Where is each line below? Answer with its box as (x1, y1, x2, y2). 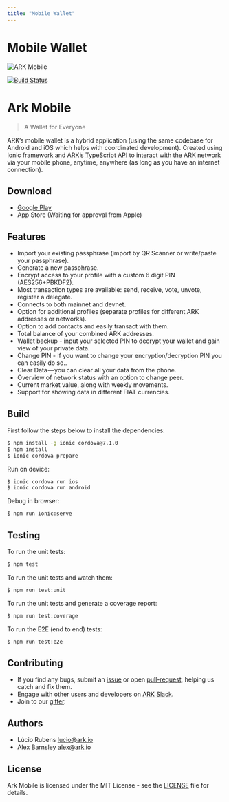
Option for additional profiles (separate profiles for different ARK (17, 308, 199, 316)
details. (7, 788, 28, 796)
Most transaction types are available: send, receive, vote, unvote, (17, 286, 202, 294)
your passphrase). (17, 256, 69, 265)
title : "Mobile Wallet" (7, 10, 76, 17)
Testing (7, 529, 41, 541)
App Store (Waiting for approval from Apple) (17, 211, 142, 219)
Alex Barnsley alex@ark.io (17, 743, 91, 751)
